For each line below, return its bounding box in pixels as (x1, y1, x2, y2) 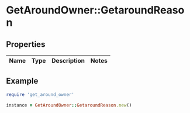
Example (6, 76, 39, 86)
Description (51, 57, 85, 64)
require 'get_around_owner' (6, 91, 75, 97)
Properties (6, 39, 46, 49)
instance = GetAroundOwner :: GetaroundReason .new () (6, 102, 132, 108)
